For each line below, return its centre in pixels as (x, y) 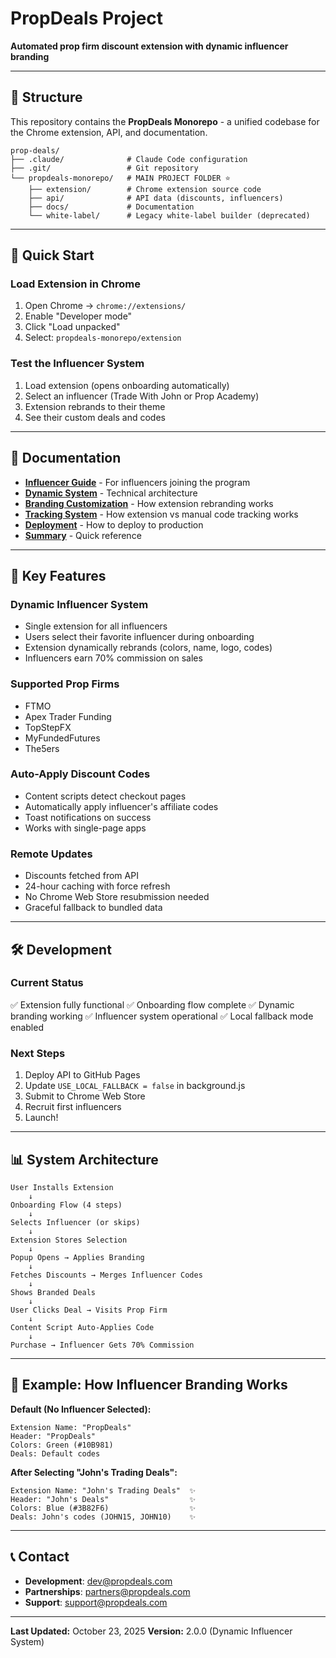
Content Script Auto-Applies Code (82, 1327)
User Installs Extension (62, 1187)
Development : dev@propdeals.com (98, 1581)
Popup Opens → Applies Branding (77, 1257)
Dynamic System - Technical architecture (111, 493)
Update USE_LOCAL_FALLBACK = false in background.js (135, 1086)
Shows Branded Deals (53, 1292)
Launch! (41, 1118)
